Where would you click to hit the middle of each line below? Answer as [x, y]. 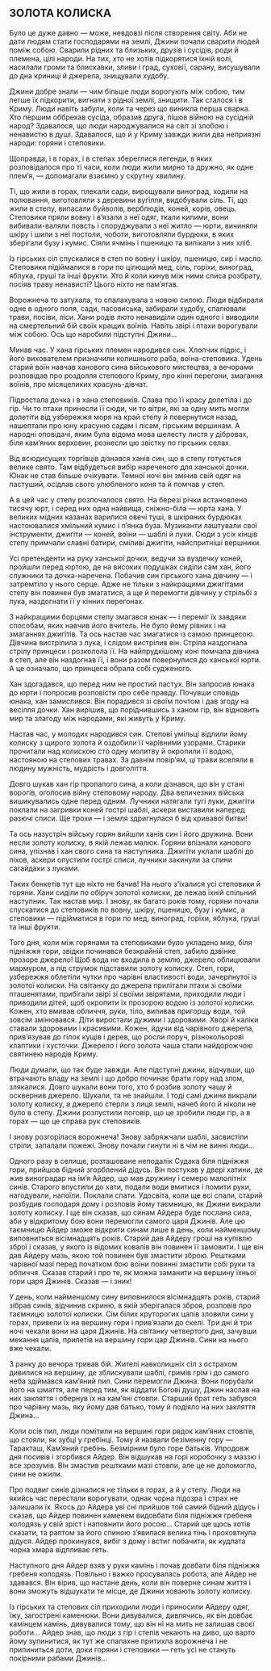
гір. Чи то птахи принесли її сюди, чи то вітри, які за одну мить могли [129, 408]
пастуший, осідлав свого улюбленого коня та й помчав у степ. [117, 484]
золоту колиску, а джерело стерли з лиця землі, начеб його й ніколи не [133, 1104]
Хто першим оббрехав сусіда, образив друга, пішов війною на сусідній [131, 117]
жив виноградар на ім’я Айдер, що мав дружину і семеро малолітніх [128, 1178]
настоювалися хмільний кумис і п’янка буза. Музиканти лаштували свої [133, 525]
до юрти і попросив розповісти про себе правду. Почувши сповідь [125, 692]
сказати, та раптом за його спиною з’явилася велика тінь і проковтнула [133, 1532]
